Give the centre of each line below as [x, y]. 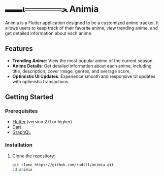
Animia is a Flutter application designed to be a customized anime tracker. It [82, 23]
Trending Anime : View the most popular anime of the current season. [83, 61]
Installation [19, 145]
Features [19, 49]
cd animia [22, 169]
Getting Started [29, 97]
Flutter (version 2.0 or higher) [42, 122]
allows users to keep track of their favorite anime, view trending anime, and [82, 28]
